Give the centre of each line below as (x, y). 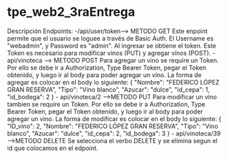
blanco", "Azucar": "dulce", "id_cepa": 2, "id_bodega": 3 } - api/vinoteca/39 (114, 133)
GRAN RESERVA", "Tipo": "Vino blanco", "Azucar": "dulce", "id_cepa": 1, (108, 89)
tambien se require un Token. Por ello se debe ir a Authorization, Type (106, 104)
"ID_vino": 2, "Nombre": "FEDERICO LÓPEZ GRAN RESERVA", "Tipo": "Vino (113, 126)
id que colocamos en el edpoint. (53, 148)
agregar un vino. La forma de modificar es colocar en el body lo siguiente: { (114, 118)
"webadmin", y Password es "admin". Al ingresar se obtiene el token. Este (112, 45)
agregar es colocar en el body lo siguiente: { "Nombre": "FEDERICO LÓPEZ (113, 82)
